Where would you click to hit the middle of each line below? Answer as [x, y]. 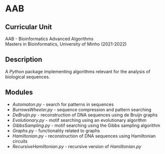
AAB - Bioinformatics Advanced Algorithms [49, 39]
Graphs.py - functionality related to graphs [56, 130]
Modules [19, 92]
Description [24, 60]
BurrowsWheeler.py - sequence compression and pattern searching [82, 109]
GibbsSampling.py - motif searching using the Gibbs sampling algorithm [86, 125]
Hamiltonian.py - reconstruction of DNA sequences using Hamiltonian [84, 136]
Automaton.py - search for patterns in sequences [63, 104]
